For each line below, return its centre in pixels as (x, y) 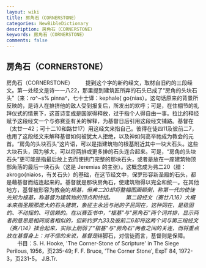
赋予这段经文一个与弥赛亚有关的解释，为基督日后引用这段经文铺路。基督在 (100, 121)
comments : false (27, 40)
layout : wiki (23, 12)
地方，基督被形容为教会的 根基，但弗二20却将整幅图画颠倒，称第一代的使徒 (101, 190)
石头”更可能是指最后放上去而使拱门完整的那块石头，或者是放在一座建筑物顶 (101, 159)
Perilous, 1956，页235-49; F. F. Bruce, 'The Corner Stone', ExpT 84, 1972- (100, 251)
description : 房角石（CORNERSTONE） (51, 29)
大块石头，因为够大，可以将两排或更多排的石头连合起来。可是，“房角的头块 (101, 151)
